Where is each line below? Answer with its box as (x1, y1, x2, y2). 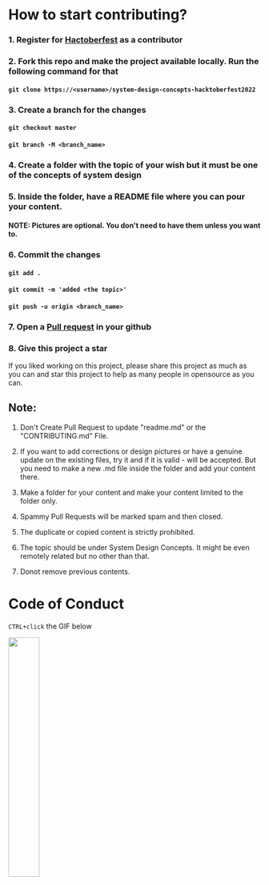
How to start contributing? (8, 6, 188, 24)
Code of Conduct (8, 595, 124, 613)
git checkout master (8, 124, 78, 132)
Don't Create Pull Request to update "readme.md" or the (19, 422, 207, 432)
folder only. (19, 495, 58, 506)
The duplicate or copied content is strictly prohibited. (19, 527, 195, 536)
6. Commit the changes (8, 249, 101, 261)
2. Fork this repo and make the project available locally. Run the (8, 56, 259, 67)
